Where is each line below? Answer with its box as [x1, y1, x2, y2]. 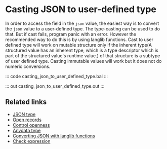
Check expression [12, 138, 51, 144]
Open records [12, 117, 42, 123]
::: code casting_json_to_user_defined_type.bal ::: [5, 73, 108, 79]
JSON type [12, 111, 36, 117]
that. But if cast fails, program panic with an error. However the [5, 31, 137, 37]
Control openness [12, 122, 50, 128]
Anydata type [12, 127, 41, 133]
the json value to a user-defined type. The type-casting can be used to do [5, 25, 160, 31]
